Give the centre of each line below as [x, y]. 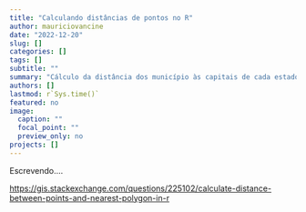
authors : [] [32, 86]
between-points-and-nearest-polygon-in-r [90, 197]
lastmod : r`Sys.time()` [55, 94]
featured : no [34, 102]
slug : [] [26, 43]
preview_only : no [51, 136]
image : [22, 111]
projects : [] [34, 145]
